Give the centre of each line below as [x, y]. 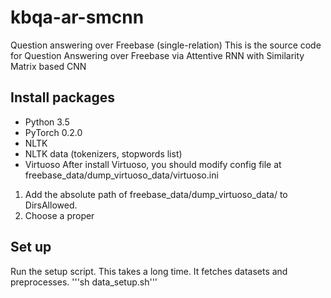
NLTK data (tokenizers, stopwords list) [103, 153]
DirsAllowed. [51, 205]
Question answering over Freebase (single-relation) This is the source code [166, 45]
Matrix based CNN [48, 66]
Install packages [62, 97]
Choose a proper [59, 215]
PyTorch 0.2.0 [53, 132]
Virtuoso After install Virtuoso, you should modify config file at [153, 164]
